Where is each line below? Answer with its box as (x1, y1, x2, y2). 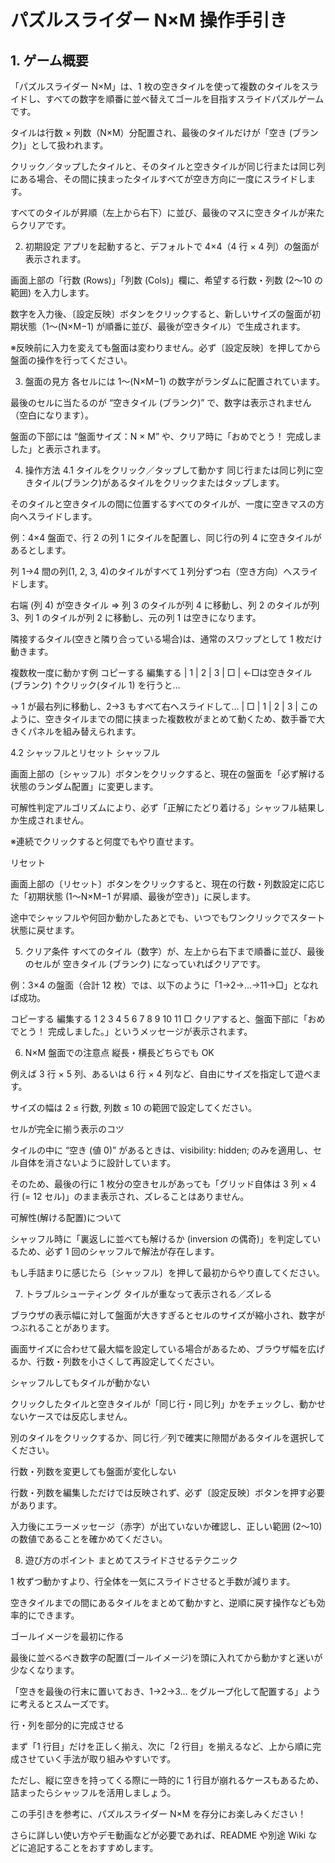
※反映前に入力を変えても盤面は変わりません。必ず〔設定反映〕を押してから (10, 342, 322, 353)
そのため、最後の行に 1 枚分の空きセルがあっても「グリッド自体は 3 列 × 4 (10, 1178, 317, 1190)
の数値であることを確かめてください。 (10, 1533, 168, 1545)
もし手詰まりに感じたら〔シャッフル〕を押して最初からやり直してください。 (10, 1267, 325, 1278)
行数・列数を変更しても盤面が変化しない (10, 1466, 177, 1477)
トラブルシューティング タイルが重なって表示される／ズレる (24, 1288, 273, 1300)
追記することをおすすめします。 (27, 1842, 159, 1853)
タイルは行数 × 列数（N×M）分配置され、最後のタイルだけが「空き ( (10, 127, 293, 138)
